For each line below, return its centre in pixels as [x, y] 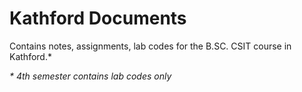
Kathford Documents [98, 18]
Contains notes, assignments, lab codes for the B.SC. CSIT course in [150, 46]
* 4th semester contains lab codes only [90, 76]
